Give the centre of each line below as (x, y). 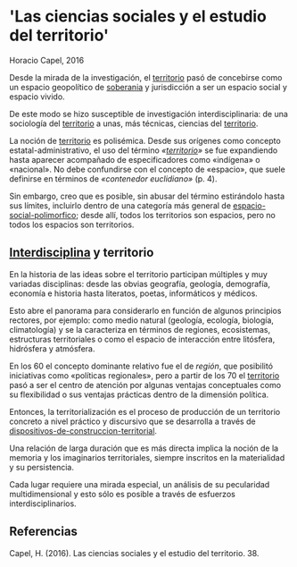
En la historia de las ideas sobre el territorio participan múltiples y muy (138, 274)
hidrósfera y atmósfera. (52, 348)
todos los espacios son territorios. (72, 224)
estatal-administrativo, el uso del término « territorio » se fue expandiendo (144, 150)
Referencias (44, 532)
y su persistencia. (41, 467)
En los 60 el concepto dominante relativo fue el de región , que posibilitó (141, 366)
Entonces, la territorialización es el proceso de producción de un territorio (145, 411)
